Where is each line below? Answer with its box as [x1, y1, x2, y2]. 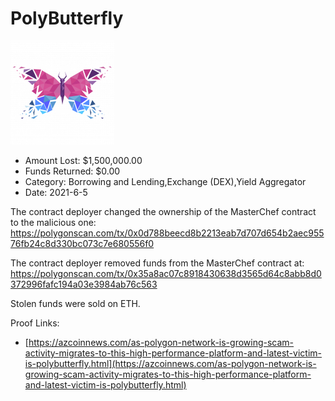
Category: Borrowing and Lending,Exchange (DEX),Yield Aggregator [24, 175, 307, 187]
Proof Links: [10, 317, 60, 329]
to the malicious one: [10, 216, 97, 228]
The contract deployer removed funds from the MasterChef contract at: [10, 257, 305, 269]
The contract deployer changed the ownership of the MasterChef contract [10, 205, 317, 217]
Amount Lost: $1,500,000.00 [24, 154, 143, 166]
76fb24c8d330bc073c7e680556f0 [10, 237, 155, 249]
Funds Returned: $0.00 [24, 165, 121, 177]
